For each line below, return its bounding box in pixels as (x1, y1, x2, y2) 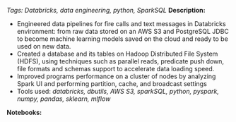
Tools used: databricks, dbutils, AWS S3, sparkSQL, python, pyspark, (16, 87, 220, 95)
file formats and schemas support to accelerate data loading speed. (16, 65, 215, 73)
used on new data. (16, 42, 71, 50)
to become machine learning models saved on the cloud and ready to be (16, 35, 229, 43)
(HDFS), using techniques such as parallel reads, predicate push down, (16, 57, 224, 66)
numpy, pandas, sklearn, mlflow (16, 94, 111, 103)
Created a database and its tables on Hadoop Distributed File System (16, 49, 218, 58)
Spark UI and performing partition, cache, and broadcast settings (16, 80, 208, 87)
